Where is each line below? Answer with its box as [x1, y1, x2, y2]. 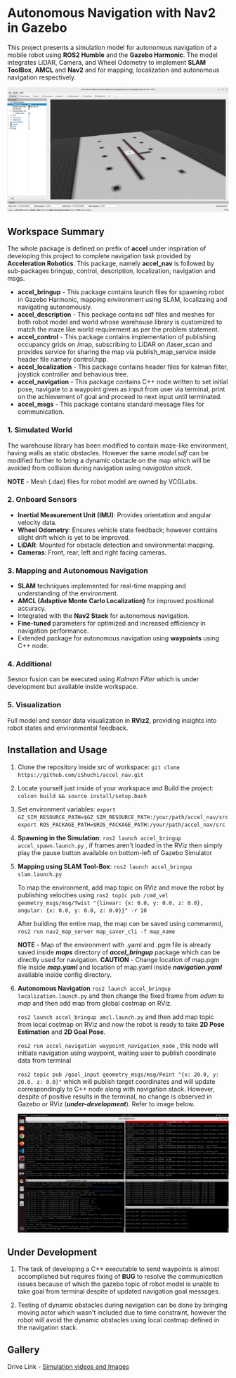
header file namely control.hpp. [17, 355, 109, 364]
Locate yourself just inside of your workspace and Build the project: [17, 783, 214, 792]
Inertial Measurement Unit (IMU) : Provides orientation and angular [17, 510, 212, 519]
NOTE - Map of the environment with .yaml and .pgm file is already [17, 940, 211, 949]
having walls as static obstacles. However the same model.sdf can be [7, 448, 209, 457]
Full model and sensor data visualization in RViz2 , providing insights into [7, 716, 217, 724]
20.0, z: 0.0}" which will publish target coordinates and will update [17, 1077, 216, 1085]
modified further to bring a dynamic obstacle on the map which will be [7, 456, 211, 464]
